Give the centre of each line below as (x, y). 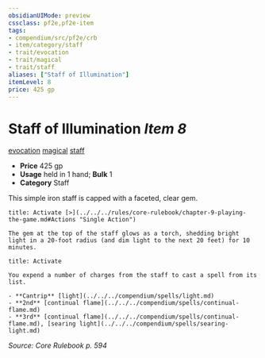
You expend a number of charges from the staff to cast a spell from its (133, 275)
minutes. (23, 248)
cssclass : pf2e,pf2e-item (51, 23)
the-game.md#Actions (42, 220)
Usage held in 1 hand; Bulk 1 (66, 175)
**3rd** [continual (48, 317)
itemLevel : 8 (30, 82)
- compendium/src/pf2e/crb (53, 38)
